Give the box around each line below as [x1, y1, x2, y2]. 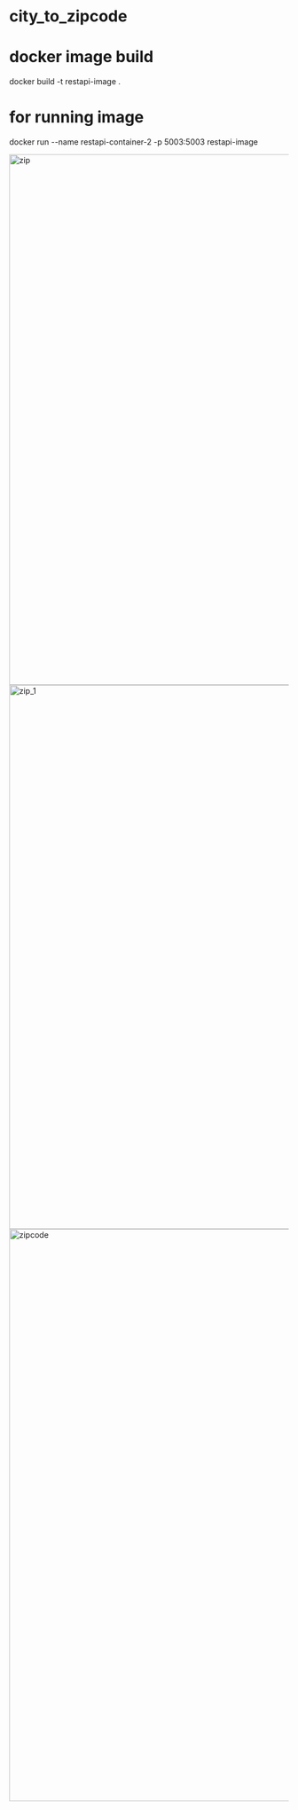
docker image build [9, 47, 153, 67]
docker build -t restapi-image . [9, 76, 122, 87]
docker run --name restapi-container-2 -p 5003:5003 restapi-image [9, 137, 259, 147]
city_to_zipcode [9, 6, 128, 27]
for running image [9, 107, 145, 128]
